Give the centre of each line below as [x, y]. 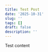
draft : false [18, 27]
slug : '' [14, 18]
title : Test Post [22, 9]
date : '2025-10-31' [24, 14]
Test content [18, 45]
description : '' [21, 32]
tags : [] [14, 23]
